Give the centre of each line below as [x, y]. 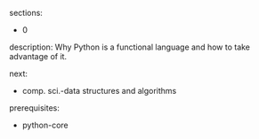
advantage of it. [38, 56]
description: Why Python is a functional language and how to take [130, 47]
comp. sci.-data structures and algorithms [99, 91]
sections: [26, 13]
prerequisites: [35, 108]
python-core [45, 125]
